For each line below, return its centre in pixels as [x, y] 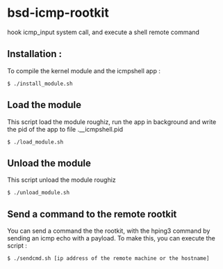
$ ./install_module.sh [40, 84]
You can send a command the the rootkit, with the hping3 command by [109, 231]
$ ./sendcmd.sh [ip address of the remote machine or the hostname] [108, 259]
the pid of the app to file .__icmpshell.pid [65, 129]
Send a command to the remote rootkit [92, 214]
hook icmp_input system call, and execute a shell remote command [104, 32]
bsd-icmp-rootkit [58, 13]
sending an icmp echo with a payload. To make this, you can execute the [111, 238]
